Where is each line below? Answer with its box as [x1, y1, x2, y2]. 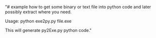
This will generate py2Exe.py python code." [5, 28, 92, 33]
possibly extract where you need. [5, 9, 72, 15]
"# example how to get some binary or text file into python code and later [5, 4, 151, 9]
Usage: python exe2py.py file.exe [5, 19, 72, 24]
